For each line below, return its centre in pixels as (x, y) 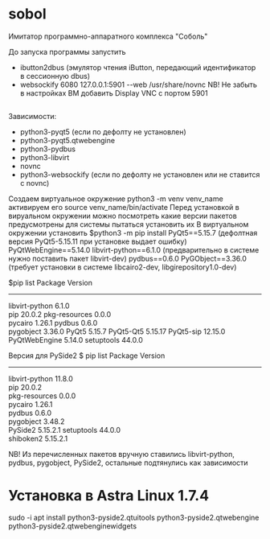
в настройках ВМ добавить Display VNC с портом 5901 (114, 93)
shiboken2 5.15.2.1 (38, 438)
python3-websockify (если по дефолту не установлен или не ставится (140, 175)
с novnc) (35, 183)
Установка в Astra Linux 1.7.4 (109, 495)
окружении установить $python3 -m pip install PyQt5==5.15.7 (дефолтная (133, 233)
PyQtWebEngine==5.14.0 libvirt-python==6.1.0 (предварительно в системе (134, 250)
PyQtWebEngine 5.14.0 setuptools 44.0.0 (76, 340)
